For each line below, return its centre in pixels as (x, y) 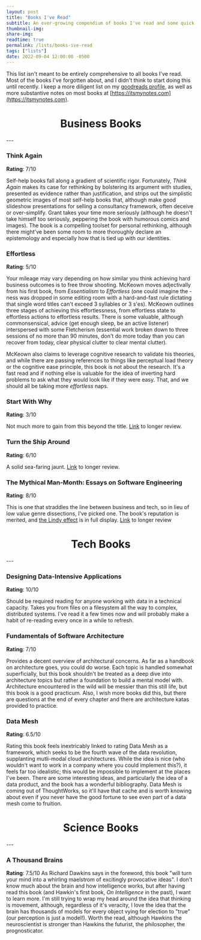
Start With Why (29, 402)
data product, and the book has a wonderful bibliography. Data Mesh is (94, 784)
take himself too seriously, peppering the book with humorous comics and (98, 219)
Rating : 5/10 (21, 267)
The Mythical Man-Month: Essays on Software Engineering (94, 482)
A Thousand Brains (34, 860)
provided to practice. (32, 705)
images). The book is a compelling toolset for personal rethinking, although (99, 225)
